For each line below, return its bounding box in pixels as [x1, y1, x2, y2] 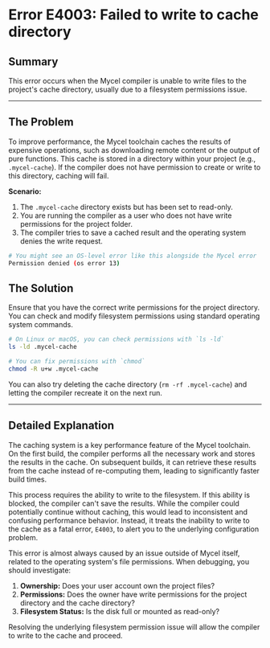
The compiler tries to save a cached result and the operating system [19, 228, 247, 237]
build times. [8, 474, 47, 484]
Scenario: [8, 187, 42, 196]
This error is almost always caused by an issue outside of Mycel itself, [8, 548, 240, 558]
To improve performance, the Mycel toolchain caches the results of [8, 137, 231, 146]
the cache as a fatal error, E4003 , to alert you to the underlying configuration [8, 524, 260, 534]
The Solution [8, 281, 74, 295]
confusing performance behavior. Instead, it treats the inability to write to [8, 515, 251, 525]
